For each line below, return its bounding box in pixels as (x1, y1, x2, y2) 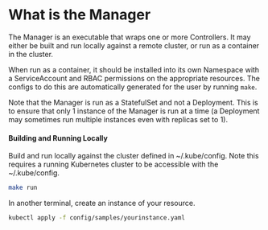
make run (8, 183, 38, 192)
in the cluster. (8, 49, 54, 59)
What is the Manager (8, 6, 151, 24)
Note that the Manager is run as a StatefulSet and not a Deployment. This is (8, 97, 259, 107)
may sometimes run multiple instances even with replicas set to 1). (8, 114, 228, 124)
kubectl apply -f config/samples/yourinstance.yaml (8, 214, 185, 222)
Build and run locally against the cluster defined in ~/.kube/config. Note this (8, 151, 259, 161)
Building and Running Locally (8, 133, 109, 142)
